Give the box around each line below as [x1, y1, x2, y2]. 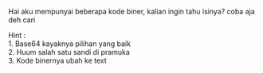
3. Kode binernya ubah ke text [8, 56, 108, 65]
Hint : [8, 31, 26, 40]
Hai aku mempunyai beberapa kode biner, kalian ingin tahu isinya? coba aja [8, 7, 255, 16]
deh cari [8, 15, 36, 25]
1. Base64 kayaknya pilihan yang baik [8, 39, 131, 48]
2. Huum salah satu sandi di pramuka [8, 48, 130, 56]
